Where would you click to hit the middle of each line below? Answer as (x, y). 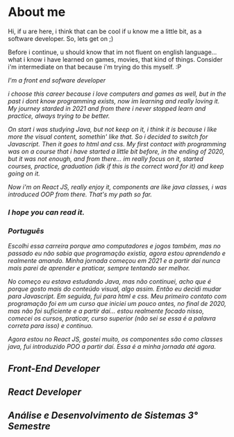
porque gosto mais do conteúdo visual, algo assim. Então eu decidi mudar (115, 289)
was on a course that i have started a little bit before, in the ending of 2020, (116, 151)
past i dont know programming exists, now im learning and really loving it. (114, 101)
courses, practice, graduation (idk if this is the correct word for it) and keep (116, 166)
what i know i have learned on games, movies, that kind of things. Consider (115, 59)
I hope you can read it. (47, 212)
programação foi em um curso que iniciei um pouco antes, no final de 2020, (117, 304)
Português (26, 231)
